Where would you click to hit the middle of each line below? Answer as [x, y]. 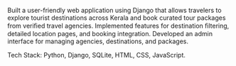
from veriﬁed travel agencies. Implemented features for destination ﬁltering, [118, 26]
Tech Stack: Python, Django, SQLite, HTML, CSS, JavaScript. [97, 55]
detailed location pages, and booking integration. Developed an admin [110, 34]
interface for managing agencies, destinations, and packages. [98, 41]
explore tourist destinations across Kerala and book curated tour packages [117, 18]
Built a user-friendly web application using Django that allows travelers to [114, 10]
